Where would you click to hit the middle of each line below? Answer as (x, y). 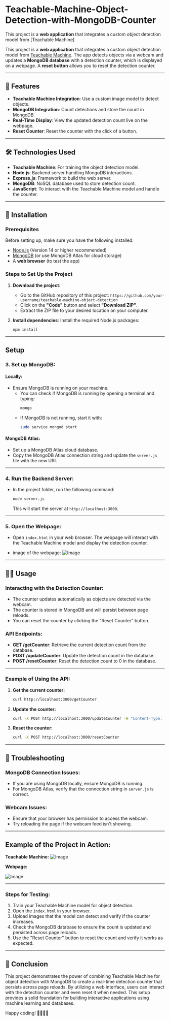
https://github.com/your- (138, 296)
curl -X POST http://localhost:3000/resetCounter (66, 738)
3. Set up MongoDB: (30, 364)
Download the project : (36, 285)
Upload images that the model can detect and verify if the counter (81, 916)
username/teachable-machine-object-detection (69, 300)
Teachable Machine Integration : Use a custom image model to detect (86, 99)
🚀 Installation (26, 215)
